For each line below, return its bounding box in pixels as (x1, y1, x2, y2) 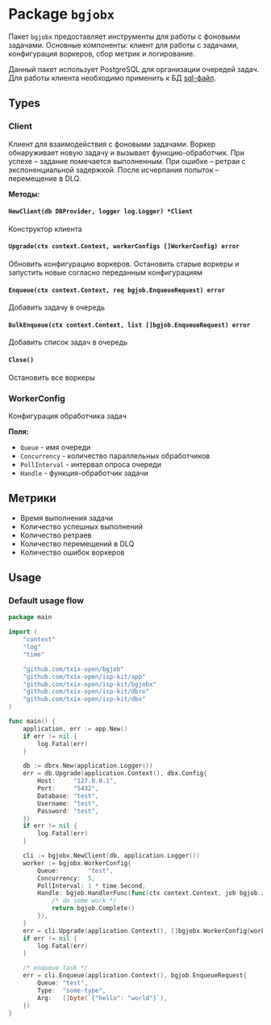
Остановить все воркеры (8, 373, 95, 382)
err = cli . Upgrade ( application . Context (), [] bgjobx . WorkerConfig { (23, 926, 251, 934)
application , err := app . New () (23, 724, 128, 732)
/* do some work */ (51, 896, 117, 905)
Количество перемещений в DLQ (19, 538, 135, 548)
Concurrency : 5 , (37, 874, 95, 882)
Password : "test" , (37, 807, 99, 815)
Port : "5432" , (37, 785, 99, 793)
